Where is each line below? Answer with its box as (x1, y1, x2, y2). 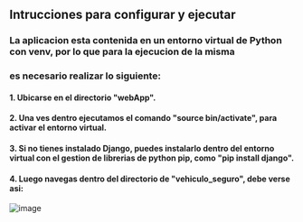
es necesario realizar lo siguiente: (9, 69, 161, 82)
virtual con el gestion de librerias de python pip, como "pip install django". (9, 153, 295, 163)
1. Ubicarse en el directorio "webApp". (9, 92, 156, 103)
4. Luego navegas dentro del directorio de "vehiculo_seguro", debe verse (9, 173, 291, 184)
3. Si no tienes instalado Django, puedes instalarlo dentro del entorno (9, 143, 275, 154)
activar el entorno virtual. (9, 122, 107, 134)
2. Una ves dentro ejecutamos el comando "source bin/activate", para (9, 113, 278, 124)
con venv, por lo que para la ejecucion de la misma (9, 45, 235, 58)
